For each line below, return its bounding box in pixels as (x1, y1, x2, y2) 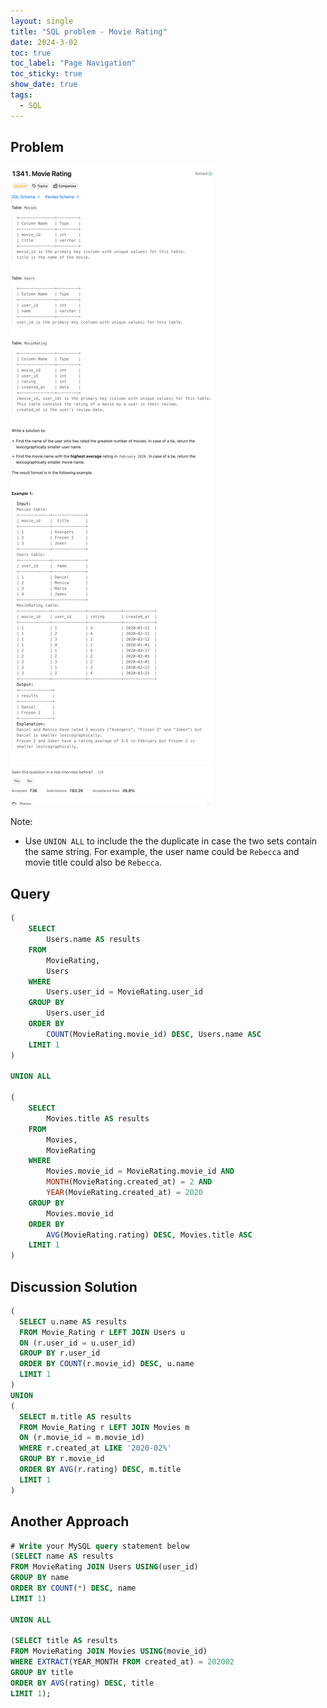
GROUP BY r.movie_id (19, 1454, 105, 1464)
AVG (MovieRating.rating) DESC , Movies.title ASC (46, 1230, 253, 1240)
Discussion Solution (10, 1278, 138, 1295)
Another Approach (10, 1513, 130, 1530)
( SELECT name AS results (10, 1551, 114, 1562)
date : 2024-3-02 (10, 37, 78, 47)
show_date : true (10, 80, 78, 90)
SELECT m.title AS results (19, 1411, 132, 1422)
